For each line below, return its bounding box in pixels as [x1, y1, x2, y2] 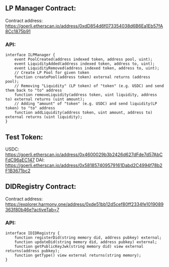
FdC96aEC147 [5, 157, 35, 163]
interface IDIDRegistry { [5, 231, 60, 236]
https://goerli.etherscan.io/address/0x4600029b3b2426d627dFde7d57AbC [5, 151, 163, 158]
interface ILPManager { [5, 53, 56, 58]
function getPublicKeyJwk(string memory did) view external [14, 244, 144, 249]
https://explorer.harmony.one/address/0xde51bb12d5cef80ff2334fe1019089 [5, 201, 164, 207]
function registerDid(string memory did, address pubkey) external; [14, 235, 162, 240]
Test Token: [5, 133, 43, 141]
